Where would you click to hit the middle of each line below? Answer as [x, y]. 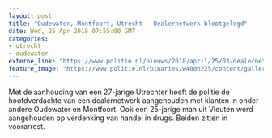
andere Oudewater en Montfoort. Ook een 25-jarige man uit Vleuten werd [131, 109]
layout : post [30, 16]
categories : [28, 39]
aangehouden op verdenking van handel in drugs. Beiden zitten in [118, 118]
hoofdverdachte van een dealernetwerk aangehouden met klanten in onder [134, 100]
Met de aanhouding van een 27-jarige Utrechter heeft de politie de [119, 92]
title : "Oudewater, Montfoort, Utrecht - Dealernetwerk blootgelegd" [128, 24]
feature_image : [34, 69]
